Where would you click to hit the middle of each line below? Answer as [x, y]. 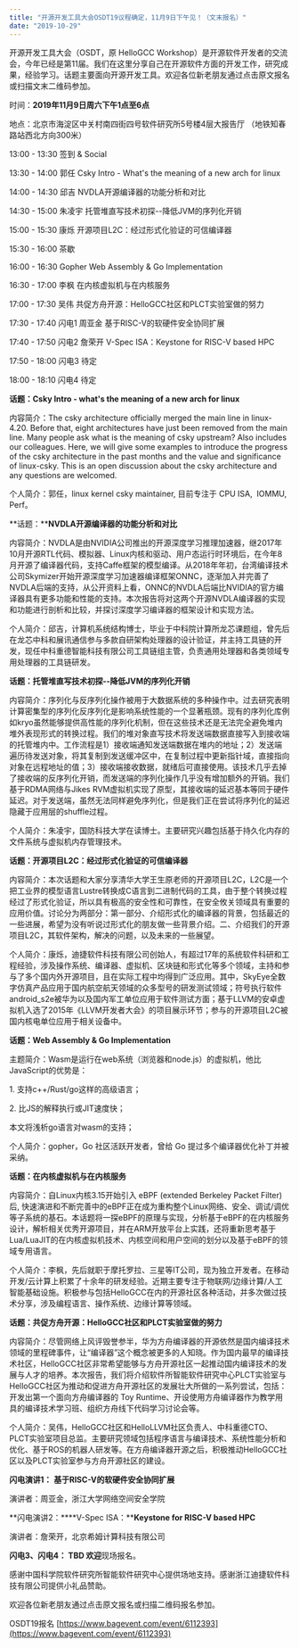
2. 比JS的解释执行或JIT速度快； [68, 1108]
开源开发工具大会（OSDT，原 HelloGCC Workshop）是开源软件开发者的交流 [149, 52]
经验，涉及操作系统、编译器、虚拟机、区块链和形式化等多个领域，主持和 [149, 965]
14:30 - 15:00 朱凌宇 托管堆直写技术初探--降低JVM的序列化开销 [125, 211]
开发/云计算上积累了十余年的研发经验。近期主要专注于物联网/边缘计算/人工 [146, 1280]
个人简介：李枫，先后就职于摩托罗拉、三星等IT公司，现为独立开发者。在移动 [149, 1270]
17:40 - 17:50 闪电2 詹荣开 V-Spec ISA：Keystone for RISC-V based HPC [142, 342]
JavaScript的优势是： [48, 1070]
